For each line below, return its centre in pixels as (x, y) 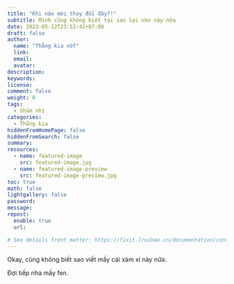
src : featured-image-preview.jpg (68, 175)
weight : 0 (22, 98)
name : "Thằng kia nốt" (46, 46)
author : (18, 40)
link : (22, 53)
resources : (23, 150)
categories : (24, 117)
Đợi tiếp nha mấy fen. (38, 273)
